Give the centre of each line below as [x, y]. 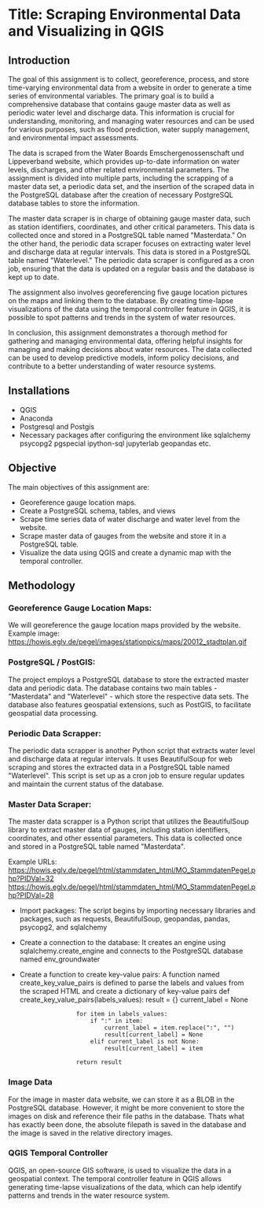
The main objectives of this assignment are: [79, 487]
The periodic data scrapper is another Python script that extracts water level [132, 750]
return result [99, 1062]
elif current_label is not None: [145, 1042]
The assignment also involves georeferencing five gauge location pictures [128, 292]
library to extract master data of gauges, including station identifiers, [119, 830]
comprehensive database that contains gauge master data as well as [119, 104]
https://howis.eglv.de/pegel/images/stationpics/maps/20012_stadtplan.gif [128, 642]
